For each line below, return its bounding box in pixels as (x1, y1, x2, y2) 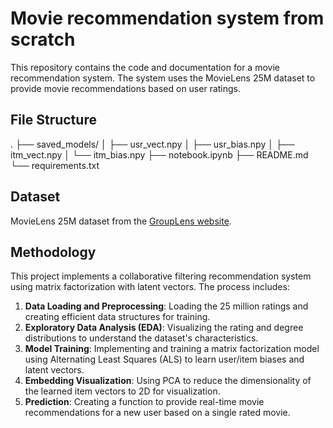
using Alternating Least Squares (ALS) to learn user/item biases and (24, 353, 305, 366)
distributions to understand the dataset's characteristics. (24, 332, 259, 344)
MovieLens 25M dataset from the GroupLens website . (10, 215, 232, 227)
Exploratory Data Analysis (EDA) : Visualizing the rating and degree (24, 322, 304, 334)
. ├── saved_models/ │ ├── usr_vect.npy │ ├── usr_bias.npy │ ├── (10, 138, 295, 150)
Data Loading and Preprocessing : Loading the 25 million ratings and (24, 300, 309, 312)
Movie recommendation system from (10, 7, 325, 30)
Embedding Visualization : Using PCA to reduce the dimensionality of (24, 375, 312, 387)
